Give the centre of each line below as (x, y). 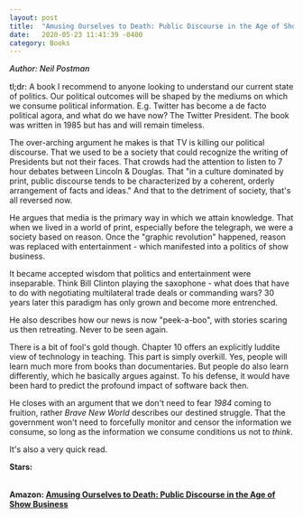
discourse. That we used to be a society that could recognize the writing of (149, 152)
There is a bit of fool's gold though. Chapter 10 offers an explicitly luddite (145, 347)
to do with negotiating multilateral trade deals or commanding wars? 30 (142, 293)
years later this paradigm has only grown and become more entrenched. (143, 303)
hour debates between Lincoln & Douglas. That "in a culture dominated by (147, 172)
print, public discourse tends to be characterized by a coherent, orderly (142, 181)
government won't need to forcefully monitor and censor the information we (151, 422)
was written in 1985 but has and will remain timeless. (107, 125)
